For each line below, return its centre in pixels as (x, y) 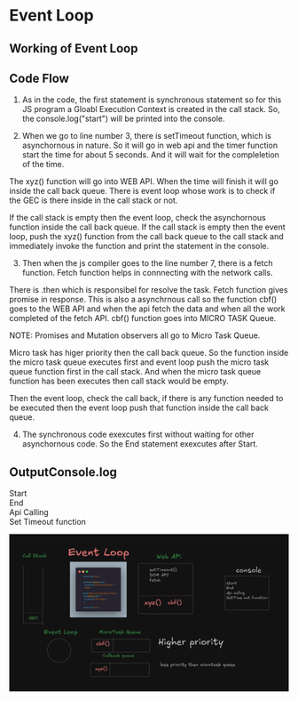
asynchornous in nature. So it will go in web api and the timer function (149, 145)
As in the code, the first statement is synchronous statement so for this (152, 100)
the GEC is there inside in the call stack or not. (94, 200)
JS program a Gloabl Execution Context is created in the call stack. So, (151, 109)
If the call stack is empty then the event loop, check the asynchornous (137, 218)
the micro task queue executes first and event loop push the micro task (139, 362)
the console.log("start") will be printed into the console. (123, 119)
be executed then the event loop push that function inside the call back (139, 408)
